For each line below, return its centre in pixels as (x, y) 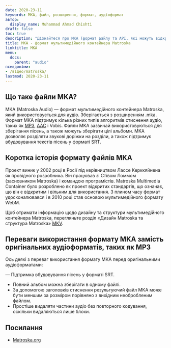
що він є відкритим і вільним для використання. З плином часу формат (83, 192)
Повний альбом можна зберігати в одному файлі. (67, 285)
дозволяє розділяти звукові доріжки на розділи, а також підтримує (78, 136)
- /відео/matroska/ (26, 72)
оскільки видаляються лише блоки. (51, 312)
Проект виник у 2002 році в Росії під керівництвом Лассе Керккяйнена (83, 170)
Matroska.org (27, 340)
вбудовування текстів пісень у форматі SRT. (53, 142)
